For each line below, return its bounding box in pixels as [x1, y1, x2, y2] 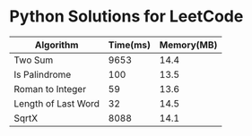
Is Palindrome [13, 68, 72, 81]
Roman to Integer [13, 82, 87, 95]
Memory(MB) [159, 38, 218, 51]
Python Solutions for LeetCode [9, 6, 244, 27]
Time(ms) [108, 38, 151, 51]
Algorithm [34, 38, 79, 51]
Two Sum [13, 54, 54, 66]
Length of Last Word [13, 97, 100, 109]
